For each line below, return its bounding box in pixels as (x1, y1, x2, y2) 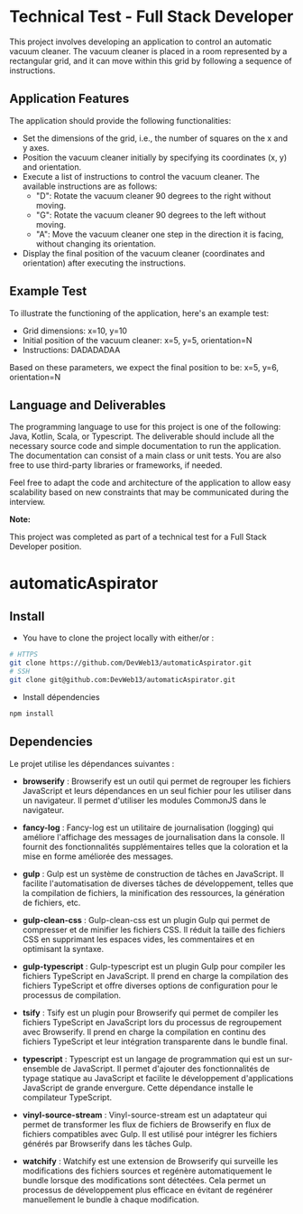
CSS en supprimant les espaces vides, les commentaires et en (22, 933, 255, 945)
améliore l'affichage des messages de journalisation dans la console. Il (22, 831, 286, 842)
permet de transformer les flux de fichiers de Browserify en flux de (22, 1118, 271, 1130)
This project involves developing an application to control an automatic (9, 36, 272, 47)
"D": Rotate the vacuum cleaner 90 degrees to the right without (35, 190, 271, 201)
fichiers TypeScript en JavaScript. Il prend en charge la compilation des (22, 970, 289, 981)
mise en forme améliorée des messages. (22, 851, 174, 862)
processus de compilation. (22, 989, 122, 1000)
